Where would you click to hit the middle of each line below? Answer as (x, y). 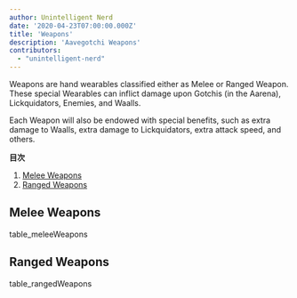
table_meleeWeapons (48, 234)
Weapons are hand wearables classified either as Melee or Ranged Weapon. (149, 84)
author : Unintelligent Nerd (61, 17)
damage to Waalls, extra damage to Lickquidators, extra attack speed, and (145, 129)
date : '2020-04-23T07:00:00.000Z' (73, 26)
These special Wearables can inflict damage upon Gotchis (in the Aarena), (145, 93)
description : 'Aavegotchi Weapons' (75, 42)
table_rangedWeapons (51, 283)
